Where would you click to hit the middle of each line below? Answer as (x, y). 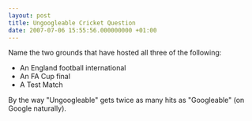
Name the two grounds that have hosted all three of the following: (115, 53)
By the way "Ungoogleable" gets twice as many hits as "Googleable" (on (126, 100)
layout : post (30, 15)
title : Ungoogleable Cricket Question (72, 23)
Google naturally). (38, 108)
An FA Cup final (45, 77)
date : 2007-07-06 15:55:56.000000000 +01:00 (83, 30)
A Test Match (41, 85)
